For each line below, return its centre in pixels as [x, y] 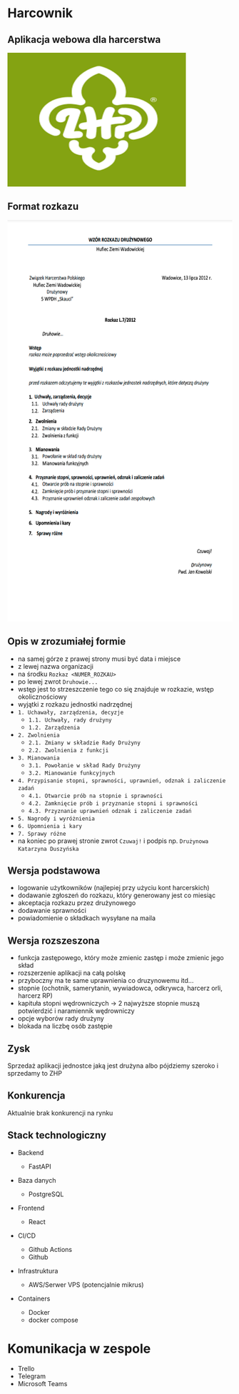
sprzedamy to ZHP [35, 1074]
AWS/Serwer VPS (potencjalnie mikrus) [86, 1284]
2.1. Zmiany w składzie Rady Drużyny [85, 743]
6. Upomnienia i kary [50, 826]
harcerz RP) [35, 996]
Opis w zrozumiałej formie [67, 641]
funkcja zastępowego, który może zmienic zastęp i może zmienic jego [121, 958]
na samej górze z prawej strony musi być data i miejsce [99, 659]
